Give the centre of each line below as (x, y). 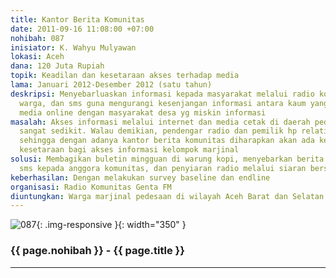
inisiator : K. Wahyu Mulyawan (73, 47)
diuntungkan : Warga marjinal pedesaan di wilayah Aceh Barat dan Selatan (167, 196)
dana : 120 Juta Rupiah (57, 66)
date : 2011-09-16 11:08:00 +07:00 (82, 29)
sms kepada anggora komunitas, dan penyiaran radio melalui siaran (163, 168)
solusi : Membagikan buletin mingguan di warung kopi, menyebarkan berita (167, 159)
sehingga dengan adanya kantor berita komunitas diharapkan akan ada (167, 141)
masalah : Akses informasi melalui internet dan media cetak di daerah (160, 122)
